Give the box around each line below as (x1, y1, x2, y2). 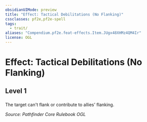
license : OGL (5, 35, 32, 40)
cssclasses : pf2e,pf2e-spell (5, 16, 66, 21)
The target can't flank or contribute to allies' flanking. (5, 102, 115, 108)
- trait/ (9, 26, 28, 31)
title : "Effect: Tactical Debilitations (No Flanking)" (5, 12, 124, 17)
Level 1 (5, 87, 27, 95)
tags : (5, 21, 16, 26)
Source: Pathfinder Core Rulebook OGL (5, 112, 86, 118)
